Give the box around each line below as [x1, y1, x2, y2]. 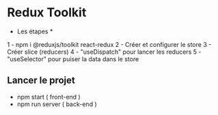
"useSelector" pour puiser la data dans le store [7, 54, 139, 63]
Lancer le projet [7, 75, 75, 86]
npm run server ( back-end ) [16, 100, 97, 108]
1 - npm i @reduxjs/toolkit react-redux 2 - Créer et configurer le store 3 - [7, 40, 212, 48]
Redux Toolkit [7, 5, 87, 20]
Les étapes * [16, 27, 53, 35]
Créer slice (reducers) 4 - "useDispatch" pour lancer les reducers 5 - [7, 48, 202, 56]
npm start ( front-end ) [16, 93, 81, 101]
